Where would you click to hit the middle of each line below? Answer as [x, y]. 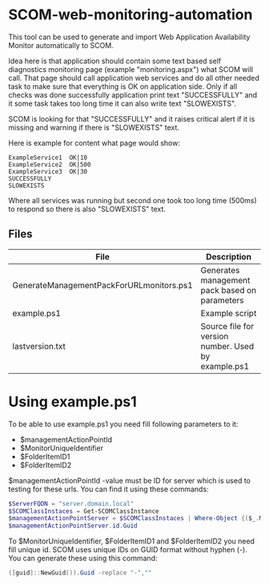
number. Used [227, 346]
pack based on [229, 290]
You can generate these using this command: [83, 559]
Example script [229, 313]
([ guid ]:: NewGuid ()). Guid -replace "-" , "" [80, 573]
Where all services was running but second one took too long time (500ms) [133, 200]
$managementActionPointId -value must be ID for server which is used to [129, 480]
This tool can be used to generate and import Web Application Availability [129, 37]
